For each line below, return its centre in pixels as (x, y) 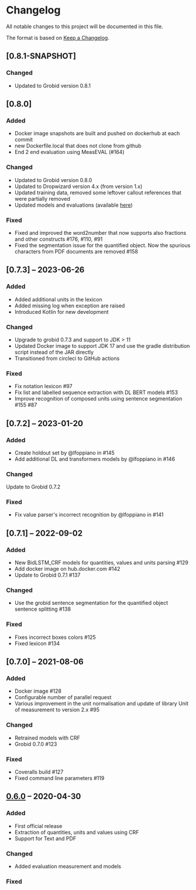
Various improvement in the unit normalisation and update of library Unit (102, 704)
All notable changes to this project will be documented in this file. (85, 26)
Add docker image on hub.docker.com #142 (67, 569)
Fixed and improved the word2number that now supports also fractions (100, 232)
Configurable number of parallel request (63, 697)
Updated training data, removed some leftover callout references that (98, 192)
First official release (38, 826)
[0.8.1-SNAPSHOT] (41, 56)
